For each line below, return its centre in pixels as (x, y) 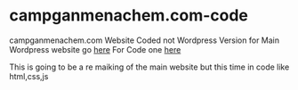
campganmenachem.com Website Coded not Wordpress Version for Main (145, 40)
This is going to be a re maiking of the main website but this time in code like (149, 67)
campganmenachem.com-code (129, 16)
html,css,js (29, 76)
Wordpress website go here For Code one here (95, 49)
